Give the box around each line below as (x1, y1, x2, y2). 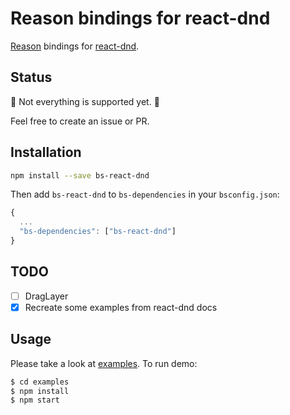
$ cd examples (10, 377, 70, 387)
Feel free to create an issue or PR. (10, 115, 150, 127)
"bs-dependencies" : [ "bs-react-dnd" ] (19, 227, 177, 237)
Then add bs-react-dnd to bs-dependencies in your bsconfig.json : (10, 188, 280, 201)
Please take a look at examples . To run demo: (10, 357, 198, 369)
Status (10, 69, 53, 86)
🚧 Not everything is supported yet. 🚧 (10, 95, 160, 107)
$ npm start (10, 395, 60, 406)
